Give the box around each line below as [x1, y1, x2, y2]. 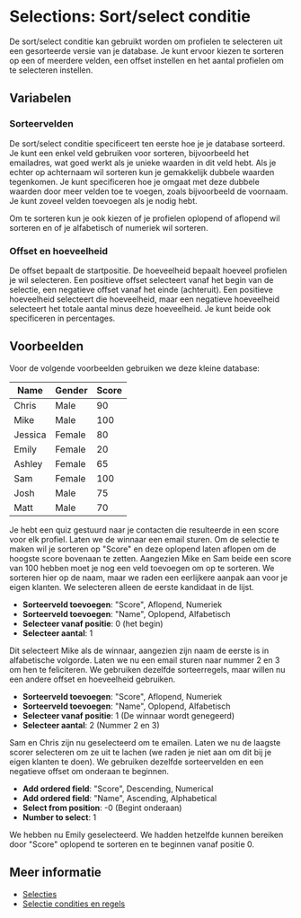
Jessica [13, 428, 47, 441]
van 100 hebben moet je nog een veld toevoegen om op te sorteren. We [9, 562, 275, 573]
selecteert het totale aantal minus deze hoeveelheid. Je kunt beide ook [9, 303, 271, 313]
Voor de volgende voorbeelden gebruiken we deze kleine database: [9, 362, 261, 374]
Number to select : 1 [22, 811, 97, 823]
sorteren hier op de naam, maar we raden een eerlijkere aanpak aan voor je [9, 572, 288, 583]
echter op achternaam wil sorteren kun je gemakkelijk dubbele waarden [9, 166, 275, 177]
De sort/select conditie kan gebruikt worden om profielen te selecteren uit [9, 36, 283, 47]
